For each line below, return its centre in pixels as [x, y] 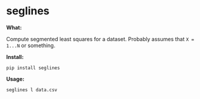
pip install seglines [33, 68]
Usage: [16, 79]
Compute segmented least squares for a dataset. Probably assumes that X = [100, 39]
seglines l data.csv [32, 90]
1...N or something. [31, 45]
